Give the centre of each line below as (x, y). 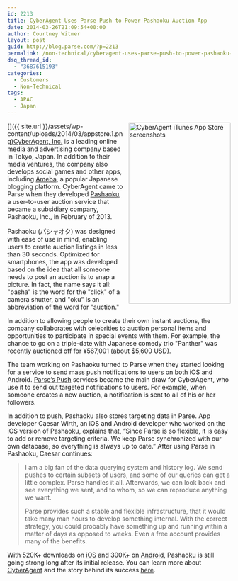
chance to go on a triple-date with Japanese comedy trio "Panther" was (112, 343)
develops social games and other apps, (65, 171)
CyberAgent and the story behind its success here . (81, 570)
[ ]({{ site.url (24, 126)
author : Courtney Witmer (44, 34)
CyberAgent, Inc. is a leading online (65, 141)
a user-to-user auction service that (58, 201)
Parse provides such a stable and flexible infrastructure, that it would (125, 511)
